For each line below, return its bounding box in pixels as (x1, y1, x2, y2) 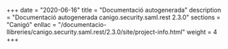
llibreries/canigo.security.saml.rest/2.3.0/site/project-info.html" (6, 28, 185, 36)
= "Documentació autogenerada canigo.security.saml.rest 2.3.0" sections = (6, 13, 221, 21)
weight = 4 (186, 28, 218, 36)
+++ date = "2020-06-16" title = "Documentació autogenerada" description (6, 6, 222, 14)
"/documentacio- (57, 21, 107, 28)
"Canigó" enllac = (6, 21, 56, 28)
